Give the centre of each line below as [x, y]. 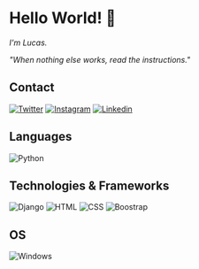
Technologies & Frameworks [89, 185]
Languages [41, 137]
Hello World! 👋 [63, 18]
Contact [32, 88]
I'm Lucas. [28, 42]
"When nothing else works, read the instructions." [100, 59]
